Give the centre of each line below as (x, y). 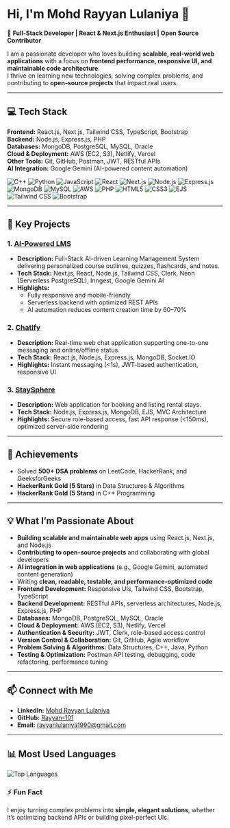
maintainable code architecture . (54, 68)
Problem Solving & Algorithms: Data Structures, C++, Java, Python (113, 647)
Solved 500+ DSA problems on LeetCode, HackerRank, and (102, 471)
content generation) (45, 574)
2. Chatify (24, 328)
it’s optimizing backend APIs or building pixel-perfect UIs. (88, 817)
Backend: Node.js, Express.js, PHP (56, 139)
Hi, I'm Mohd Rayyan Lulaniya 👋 (98, 14)
